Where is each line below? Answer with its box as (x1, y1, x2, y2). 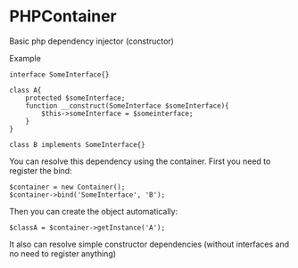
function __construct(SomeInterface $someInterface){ (25, 101, 229, 110)
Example (9, 53, 42, 63)
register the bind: (9, 165, 73, 175)
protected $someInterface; (25, 93, 126, 102)
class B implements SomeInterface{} (9, 140, 145, 149)
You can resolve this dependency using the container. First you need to (9, 156, 271, 166)
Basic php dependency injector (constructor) (9, 36, 174, 46)
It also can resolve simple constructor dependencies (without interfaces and (9, 239, 290, 249)
